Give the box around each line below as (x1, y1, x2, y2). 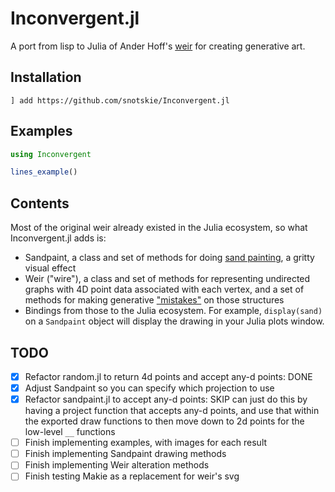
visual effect (24, 262, 77, 274)
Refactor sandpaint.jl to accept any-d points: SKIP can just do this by (24, 393, 308, 406)
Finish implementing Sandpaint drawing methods (24, 448, 227, 460)
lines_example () (10, 167, 78, 177)
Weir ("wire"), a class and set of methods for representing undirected (24, 273, 311, 285)
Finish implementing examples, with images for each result (24, 437, 268, 449)
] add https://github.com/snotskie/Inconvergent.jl (10, 95, 230, 106)
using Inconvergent (10, 149, 92, 159)
